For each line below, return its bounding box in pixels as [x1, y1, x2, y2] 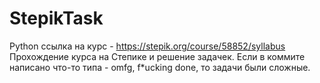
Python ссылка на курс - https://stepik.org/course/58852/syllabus [9, 40, 286, 52]
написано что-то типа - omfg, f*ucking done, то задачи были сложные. [9, 61, 311, 73]
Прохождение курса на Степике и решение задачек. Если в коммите [9, 50, 306, 62]
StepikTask [9, 7, 104, 30]
